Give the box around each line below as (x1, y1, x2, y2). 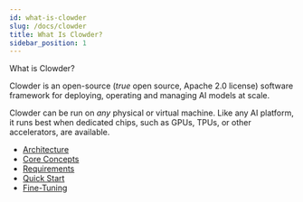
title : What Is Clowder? (9, 30, 103, 39)
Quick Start (22, 173, 65, 184)
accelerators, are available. (9, 127, 110, 138)
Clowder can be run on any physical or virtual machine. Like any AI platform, (9, 107, 294, 118)
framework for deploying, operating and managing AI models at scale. (9, 90, 270, 101)
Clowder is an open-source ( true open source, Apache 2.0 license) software (9, 80, 294, 91)
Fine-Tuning (22, 182, 68, 194)
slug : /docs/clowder (9, 22, 88, 31)
